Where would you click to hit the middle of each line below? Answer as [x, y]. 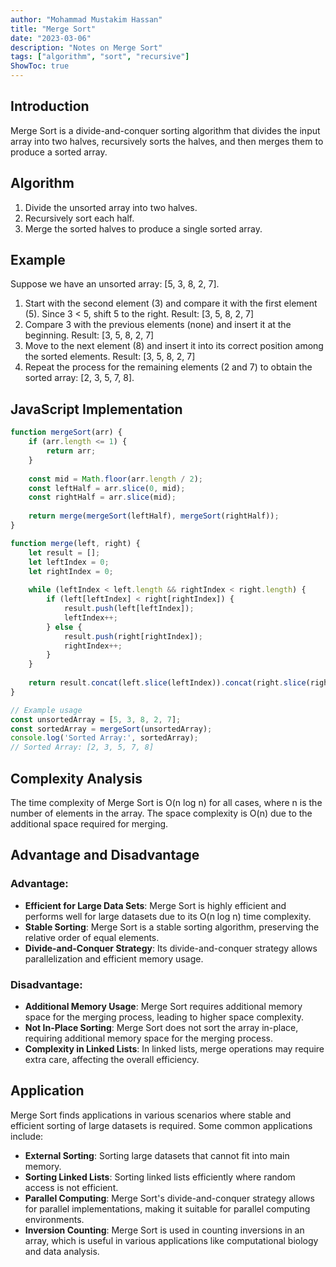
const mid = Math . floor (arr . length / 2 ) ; [115, 479]
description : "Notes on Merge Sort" [86, 47]
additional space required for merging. [89, 823]
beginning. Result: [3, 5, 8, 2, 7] [89, 335]
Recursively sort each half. [79, 218]
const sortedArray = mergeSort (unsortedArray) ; [111, 729]
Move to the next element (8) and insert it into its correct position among [174, 346]
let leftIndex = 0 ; [69, 562]
